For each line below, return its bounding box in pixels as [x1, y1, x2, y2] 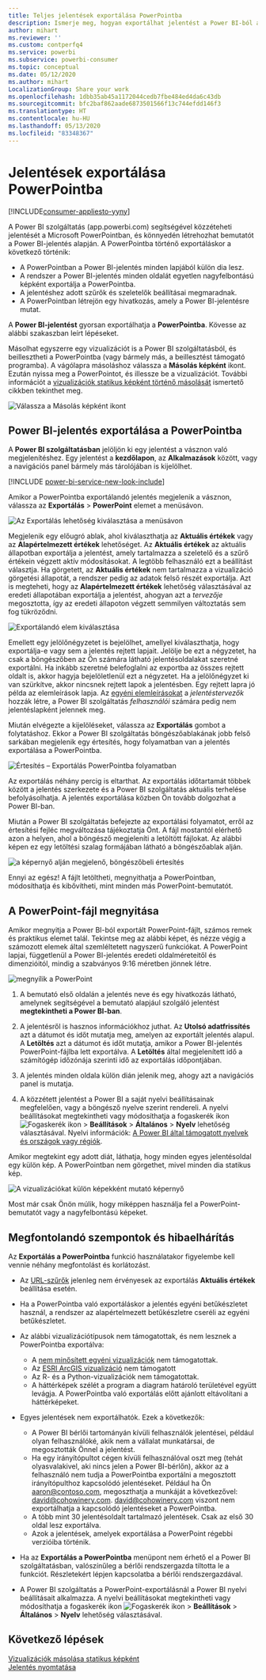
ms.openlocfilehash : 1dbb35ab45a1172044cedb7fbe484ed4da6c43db [8, 93, 222, 101]
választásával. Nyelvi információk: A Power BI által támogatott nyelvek [19, 1128, 249, 1138]
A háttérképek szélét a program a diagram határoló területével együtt [31, 1381, 257, 1389]
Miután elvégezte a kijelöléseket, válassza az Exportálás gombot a [8, 720, 226, 730]
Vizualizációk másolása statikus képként [8, 1654, 140, 1663]
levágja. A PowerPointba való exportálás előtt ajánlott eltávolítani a [31, 1389, 249, 1398]
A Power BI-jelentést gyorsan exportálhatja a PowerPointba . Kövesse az [8, 320, 247, 329]
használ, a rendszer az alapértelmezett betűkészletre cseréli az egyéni [19, 1308, 250, 1317]
